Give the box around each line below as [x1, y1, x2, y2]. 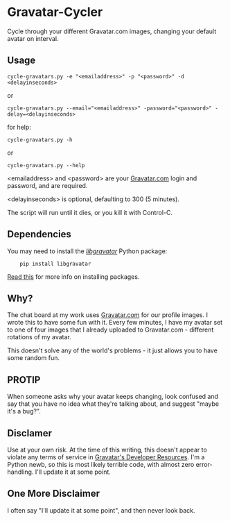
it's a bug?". [7, 407, 42, 416]
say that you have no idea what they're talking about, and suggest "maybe [7, 400, 220, 408]
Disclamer [7, 427, 53, 439]
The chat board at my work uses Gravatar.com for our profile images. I [7, 311, 208, 319]
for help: [7, 123, 31, 131]
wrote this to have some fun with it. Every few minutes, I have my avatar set [7, 318, 223, 327]
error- [195, 461, 213, 468]
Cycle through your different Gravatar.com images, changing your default [7, 27, 217, 35]
